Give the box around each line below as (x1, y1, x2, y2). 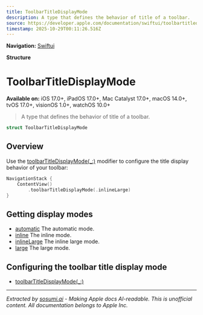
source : (6, 20, 26, 26)
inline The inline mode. (14, 232, 72, 239)
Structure (6, 54, 31, 61)
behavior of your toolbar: (6, 164, 68, 171)
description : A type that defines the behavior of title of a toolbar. (6, 14, 190, 21)
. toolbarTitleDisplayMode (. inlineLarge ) (28, 186, 131, 193)
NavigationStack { (6, 176, 53, 182)
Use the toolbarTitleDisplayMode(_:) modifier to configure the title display (6, 157, 189, 165)
